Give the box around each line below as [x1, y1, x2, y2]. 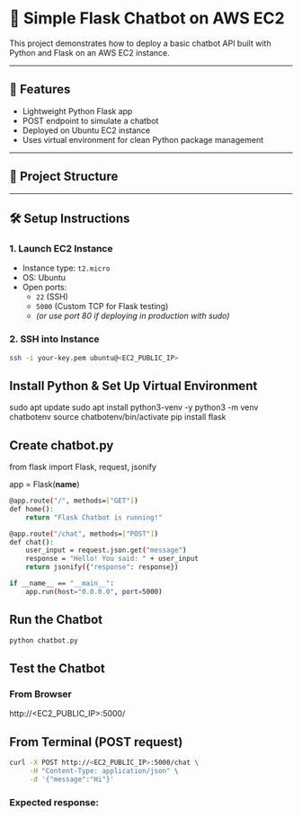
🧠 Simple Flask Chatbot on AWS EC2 [9, 8, 285, 29]
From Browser [9, 688, 72, 700]
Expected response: [9, 795, 99, 808]
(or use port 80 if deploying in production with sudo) [35, 310, 230, 322]
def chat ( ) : [9, 537, 54, 546]
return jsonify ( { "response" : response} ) [25, 563, 179, 572]
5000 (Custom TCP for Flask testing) [35, 301, 169, 312]
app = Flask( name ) [9, 479, 80, 490]
